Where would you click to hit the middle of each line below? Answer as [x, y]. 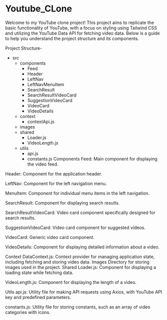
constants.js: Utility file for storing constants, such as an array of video [78, 307]
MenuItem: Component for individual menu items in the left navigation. [77, 193]
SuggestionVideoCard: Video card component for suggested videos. [75, 227]
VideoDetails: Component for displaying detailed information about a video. [83, 247]
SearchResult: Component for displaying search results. [62, 202]
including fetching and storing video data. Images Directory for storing [77, 262]
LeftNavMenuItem [46, 84]
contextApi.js [41, 121]
